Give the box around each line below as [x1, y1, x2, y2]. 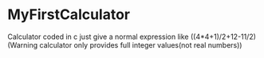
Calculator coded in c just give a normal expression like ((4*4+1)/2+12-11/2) [7, 32, 257, 41]
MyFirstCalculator [7, 6, 131, 24]
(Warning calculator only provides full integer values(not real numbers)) [7, 40, 242, 49]
